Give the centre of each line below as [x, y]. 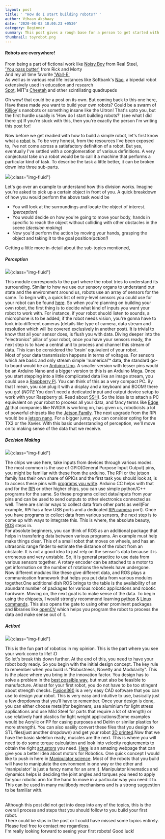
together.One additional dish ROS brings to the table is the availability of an [81, 583]
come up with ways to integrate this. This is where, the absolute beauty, [78, 520]
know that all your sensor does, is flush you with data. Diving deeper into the [82, 334]
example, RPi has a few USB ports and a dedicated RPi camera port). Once [81, 510]
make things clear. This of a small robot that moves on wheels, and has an [80, 541]
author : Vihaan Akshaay [29, 19]
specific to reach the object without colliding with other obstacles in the [84, 223]
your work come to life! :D [31, 653]
